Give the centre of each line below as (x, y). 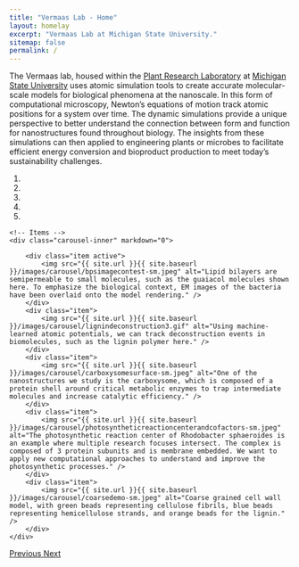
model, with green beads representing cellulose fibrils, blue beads (141, 506)
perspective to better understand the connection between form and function (149, 123)
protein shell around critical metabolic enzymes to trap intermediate (145, 389)
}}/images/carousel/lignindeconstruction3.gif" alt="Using (121, 326)
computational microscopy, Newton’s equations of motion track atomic (139, 104)
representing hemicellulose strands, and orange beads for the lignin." (147, 514)
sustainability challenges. (56, 161)
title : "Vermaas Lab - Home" (63, 17)
